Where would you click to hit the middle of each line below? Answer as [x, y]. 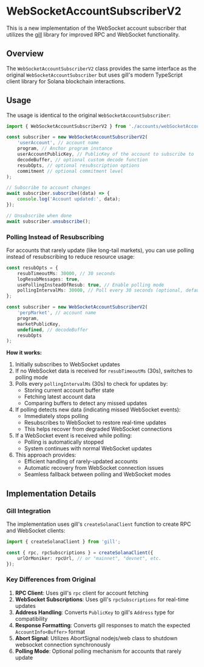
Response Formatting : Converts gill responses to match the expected [103, 625]
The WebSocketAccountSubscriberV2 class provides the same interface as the [101, 68]
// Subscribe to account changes [49, 188]
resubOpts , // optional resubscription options [78, 166]
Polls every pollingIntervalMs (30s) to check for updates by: [91, 384]
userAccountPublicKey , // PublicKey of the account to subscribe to [106, 154]
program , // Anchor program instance [65, 148]
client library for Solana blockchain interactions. [66, 81]
